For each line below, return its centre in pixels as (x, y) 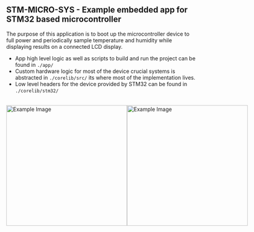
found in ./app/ (34, 64)
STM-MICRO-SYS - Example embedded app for (97, 10)
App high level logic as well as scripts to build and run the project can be (105, 58)
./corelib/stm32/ (37, 91)
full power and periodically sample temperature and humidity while (89, 40)
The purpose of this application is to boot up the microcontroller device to (98, 34)
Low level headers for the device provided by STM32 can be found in (101, 84)
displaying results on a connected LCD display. (64, 46)
